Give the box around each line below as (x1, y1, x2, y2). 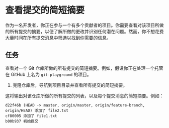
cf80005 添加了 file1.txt (5, 113, 57, 118)
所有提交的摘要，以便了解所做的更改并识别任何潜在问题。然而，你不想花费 (9, 28, 164, 34)
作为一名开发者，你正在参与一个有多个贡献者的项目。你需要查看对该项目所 (5, 22, 159, 28)
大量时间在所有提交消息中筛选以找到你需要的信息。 (5, 35, 111, 41)
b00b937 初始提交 (5, 118, 39, 123)
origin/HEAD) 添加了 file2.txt (5, 108, 69, 113)
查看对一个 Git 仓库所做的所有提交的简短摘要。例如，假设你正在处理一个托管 (5, 65, 163, 71)
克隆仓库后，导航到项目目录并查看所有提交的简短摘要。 (12, 82, 127, 88)
